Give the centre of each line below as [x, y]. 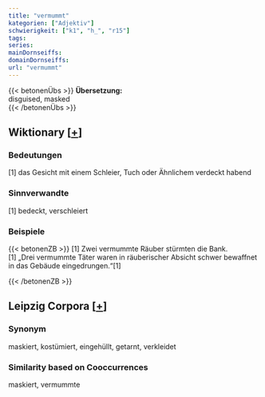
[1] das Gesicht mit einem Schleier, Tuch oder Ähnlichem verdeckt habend [130, 173]
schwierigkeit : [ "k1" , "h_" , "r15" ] [69, 30]
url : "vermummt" [35, 68]
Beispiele [27, 231]
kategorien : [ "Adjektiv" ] [51, 23]
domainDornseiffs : [39, 61]
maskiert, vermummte [44, 385]
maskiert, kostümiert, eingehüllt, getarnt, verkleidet [93, 346]
